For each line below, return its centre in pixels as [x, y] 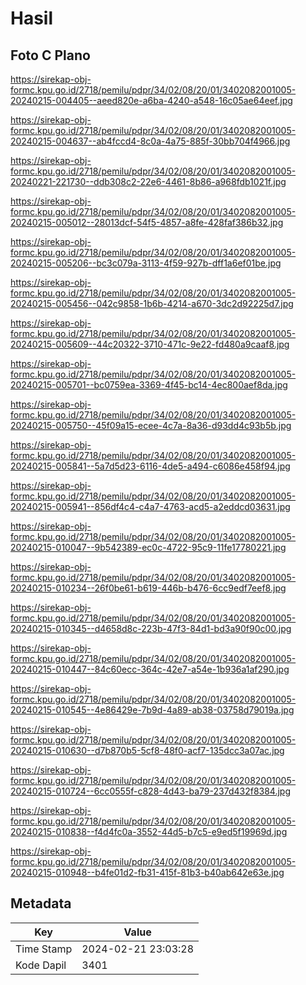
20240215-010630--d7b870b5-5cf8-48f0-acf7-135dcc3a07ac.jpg [147, 750]
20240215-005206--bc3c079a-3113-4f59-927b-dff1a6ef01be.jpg [146, 263]
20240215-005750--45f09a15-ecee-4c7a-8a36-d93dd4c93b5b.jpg [151, 425]
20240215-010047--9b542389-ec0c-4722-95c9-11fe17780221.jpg [148, 547]
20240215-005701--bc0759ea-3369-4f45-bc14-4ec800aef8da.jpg [149, 385]
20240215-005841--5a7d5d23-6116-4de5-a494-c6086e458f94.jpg [150, 466]
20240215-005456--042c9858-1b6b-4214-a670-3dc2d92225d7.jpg [152, 303]
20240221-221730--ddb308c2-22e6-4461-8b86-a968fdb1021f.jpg [148, 181]
